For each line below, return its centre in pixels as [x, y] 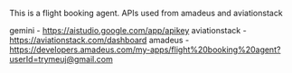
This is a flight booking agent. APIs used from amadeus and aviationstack [146, 13]
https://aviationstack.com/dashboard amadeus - [99, 40]
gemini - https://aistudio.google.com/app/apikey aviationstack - [128, 30]
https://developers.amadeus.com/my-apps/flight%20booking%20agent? [145, 50]
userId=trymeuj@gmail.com [61, 59]
